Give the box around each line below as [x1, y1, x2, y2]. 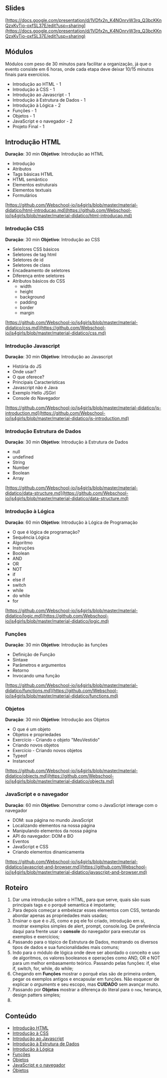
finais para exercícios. [5, 71, 51, 77]
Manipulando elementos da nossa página [12, 827, 97, 834]
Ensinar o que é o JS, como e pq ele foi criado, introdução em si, [12, 918, 146, 924]
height [19, 289, 33, 295]
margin [19, 309, 35, 315]
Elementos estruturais [12, 182, 58, 188]
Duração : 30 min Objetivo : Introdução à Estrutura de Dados [5, 439, 129, 445]
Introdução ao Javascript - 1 [12, 92, 70, 98]
